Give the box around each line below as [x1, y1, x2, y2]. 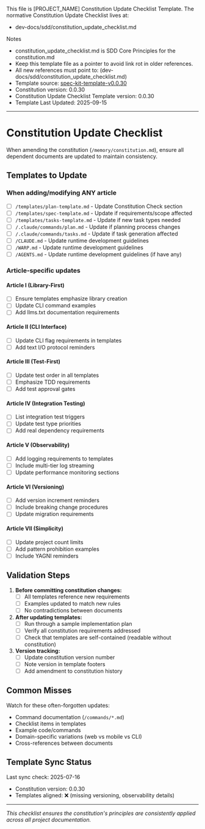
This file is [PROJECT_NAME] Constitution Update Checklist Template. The [6, 5, 194, 12]
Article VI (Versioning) [6, 483, 65, 490]
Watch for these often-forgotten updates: [6, 702, 110, 709]
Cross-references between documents [15, 739, 113, 747]
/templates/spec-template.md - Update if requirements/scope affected [15, 209, 193, 217]
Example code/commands [15, 726, 81, 734]
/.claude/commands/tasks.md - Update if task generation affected [15, 230, 178, 237]
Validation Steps [6, 570, 70, 581]
